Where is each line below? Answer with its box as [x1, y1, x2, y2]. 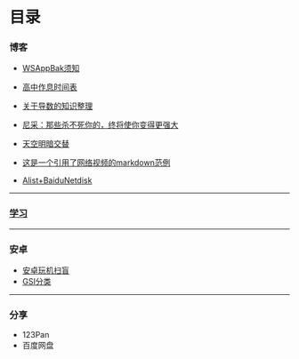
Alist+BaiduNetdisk [21, 175, 93, 186]
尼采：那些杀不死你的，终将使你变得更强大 [21, 120, 179, 131]
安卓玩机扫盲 [21, 265, 69, 275]
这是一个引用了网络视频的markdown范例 [21, 157, 171, 168]
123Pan [21, 330, 50, 340]
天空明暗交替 [21, 139, 69, 149]
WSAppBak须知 [21, 63, 80, 74]
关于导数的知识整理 [21, 100, 93, 111]
